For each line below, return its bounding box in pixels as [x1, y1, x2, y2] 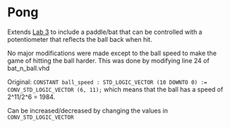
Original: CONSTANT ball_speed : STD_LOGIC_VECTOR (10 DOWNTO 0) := [7, 77, 207, 86]
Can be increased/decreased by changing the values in [7, 106, 168, 115]
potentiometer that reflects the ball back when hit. [7, 35, 153, 43]
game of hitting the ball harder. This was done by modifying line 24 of [7, 56, 210, 64]
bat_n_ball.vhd [7, 64, 50, 72]
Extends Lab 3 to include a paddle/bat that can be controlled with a [7, 28, 202, 36]
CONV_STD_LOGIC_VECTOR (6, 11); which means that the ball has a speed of [7, 85, 224, 93]
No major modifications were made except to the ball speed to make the [7, 49, 217, 57]
